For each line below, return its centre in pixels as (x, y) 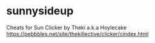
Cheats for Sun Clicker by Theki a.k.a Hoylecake (67, 27)
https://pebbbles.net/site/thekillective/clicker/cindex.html (77, 33)
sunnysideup (40, 11)
